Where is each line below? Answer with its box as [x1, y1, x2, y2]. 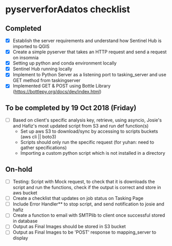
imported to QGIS [12, 44, 50, 50]
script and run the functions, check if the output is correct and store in [12, 184, 161, 191]
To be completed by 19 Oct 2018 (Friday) [5, 104, 137, 112]
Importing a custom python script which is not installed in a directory [20, 150, 165, 156]
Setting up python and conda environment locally [12, 60, 117, 66]
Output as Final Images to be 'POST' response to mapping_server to [12, 229, 157, 235]
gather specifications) [20, 145, 67, 151]
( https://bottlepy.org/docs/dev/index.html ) [12, 89, 102, 95]
